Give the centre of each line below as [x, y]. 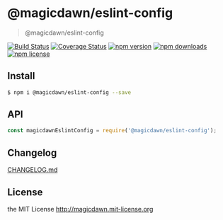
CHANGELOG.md [33, 170]
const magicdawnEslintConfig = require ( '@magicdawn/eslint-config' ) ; [112, 131]
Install [21, 76]
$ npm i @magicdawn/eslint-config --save [69, 92]
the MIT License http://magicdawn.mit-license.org [80, 209]
